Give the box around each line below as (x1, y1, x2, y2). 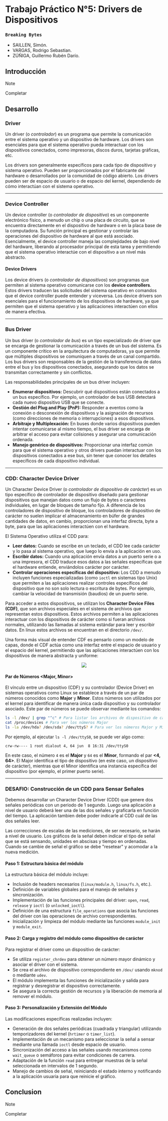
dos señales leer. (5, 818, 40, 824)
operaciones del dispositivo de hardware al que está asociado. (5, 233, 134, 239)
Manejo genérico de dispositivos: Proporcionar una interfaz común (12, 442, 153, 448)
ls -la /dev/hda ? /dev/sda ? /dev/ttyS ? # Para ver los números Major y (5, 725, 157, 730)
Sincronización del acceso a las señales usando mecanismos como (12, 1046, 151, 1052)
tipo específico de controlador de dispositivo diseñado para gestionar (5, 492, 148, 498)
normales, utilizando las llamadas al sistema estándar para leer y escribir (5, 622, 155, 628)
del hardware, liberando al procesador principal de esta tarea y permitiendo (5, 244, 161, 250)
